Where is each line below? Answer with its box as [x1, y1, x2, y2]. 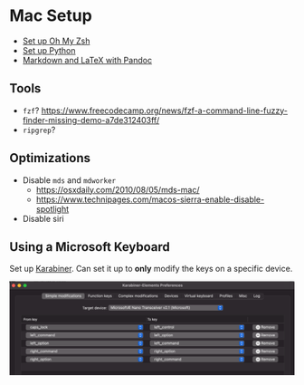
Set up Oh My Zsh [22, 35, 90, 46]
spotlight [35, 203, 70, 214]
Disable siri [22, 213, 65, 224]
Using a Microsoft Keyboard [9, 239, 170, 255]
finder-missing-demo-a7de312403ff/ [22, 114, 160, 125]
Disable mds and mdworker [22, 174, 116, 186]
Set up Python [22, 44, 76, 55]
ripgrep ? [22, 124, 56, 135]
